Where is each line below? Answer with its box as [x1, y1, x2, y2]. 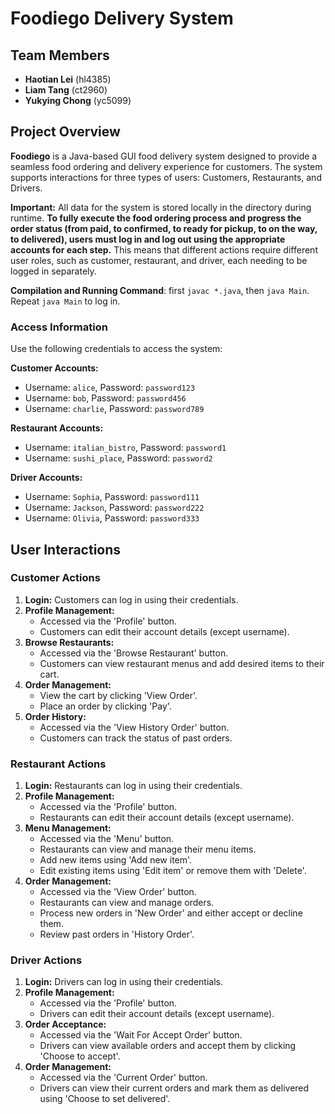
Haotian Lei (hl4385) [24, 73, 112, 85]
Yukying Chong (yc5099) [24, 95, 132, 106]
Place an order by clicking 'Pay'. [39, 700, 172, 712]
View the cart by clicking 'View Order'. [39, 689, 198, 701]
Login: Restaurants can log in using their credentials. [24, 780, 243, 792]
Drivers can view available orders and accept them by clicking [39, 1040, 297, 1052]
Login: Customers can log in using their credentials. [24, 593, 239, 606]
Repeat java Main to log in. [10, 295, 121, 307]
